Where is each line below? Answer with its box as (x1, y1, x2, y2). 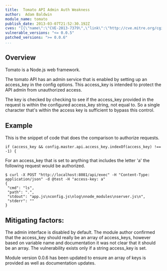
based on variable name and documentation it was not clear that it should (5, 240, 156, 246)
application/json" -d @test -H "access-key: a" (5, 177, 106, 181)
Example (5, 121, 33, 130)
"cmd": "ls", (7, 185, 35, 190)
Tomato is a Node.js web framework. (5, 67, 81, 73)
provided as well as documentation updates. (5, 260, 96, 266)
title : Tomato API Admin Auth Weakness (5, 7, 90, 12)
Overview (5, 53, 36, 62)
